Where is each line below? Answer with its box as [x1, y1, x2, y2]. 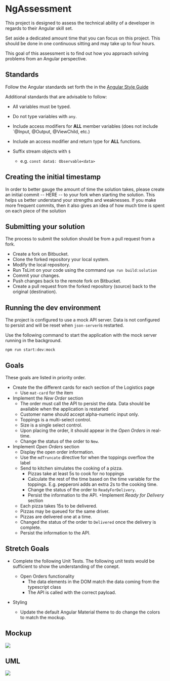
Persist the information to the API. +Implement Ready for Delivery [27, 492, 164, 498]
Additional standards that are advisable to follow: [5, 93, 107, 99]
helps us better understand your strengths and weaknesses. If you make [5, 197, 156, 203]
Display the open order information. [20, 449, 95, 455]
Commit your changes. [12, 272, 60, 279]
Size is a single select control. [20, 422, 82, 428]
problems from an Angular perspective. [5, 55, 87, 61]
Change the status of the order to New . [20, 438, 100, 444]
